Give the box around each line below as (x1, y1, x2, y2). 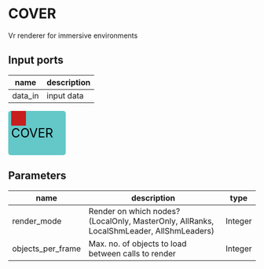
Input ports (8, 53, 64, 67)
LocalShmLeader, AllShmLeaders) (88, 225, 214, 236)
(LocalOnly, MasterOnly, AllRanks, (88, 216, 214, 227)
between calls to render (88, 248, 177, 259)
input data (46, 90, 84, 101)
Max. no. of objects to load (88, 238, 187, 249)
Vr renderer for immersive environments (8, 31, 138, 40)
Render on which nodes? (88, 205, 181, 216)
